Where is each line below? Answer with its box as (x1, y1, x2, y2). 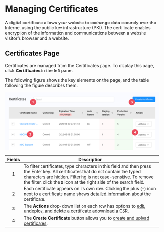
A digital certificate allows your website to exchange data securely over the (5, 20, 156, 25)
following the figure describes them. (5, 82, 78, 88)
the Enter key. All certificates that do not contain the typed (23, 168, 141, 174)
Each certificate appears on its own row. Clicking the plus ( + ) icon (23, 186, 156, 192)
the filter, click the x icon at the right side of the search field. (23, 179, 145, 185)
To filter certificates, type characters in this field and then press (23, 163, 151, 169)
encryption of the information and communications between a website (5, 30, 146, 36)
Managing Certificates (5, 3, 99, 15)
